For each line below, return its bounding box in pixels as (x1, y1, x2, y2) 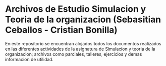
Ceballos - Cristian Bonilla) (5, 25, 118, 35)
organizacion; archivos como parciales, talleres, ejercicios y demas (5, 51, 142, 57)
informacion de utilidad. (5, 56, 54, 62)
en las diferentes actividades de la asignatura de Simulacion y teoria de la (5, 46, 156, 52)
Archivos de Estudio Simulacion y (5, 3, 146, 15)
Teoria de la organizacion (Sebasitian (5, 14, 161, 25)
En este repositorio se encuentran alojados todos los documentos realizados (5, 40, 162, 46)
